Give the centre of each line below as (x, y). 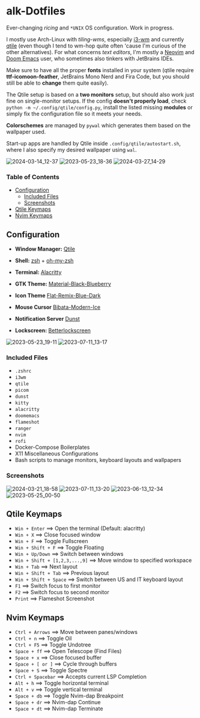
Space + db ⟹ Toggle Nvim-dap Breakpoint (69, 696)
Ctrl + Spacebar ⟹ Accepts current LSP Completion (81, 677)
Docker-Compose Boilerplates (52, 447)
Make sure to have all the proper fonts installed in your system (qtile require (100, 70)
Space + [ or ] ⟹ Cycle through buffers (66, 664)
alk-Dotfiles (36, 11)
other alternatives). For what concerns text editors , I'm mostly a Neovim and (100, 52)
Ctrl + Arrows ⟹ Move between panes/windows (76, 632)
